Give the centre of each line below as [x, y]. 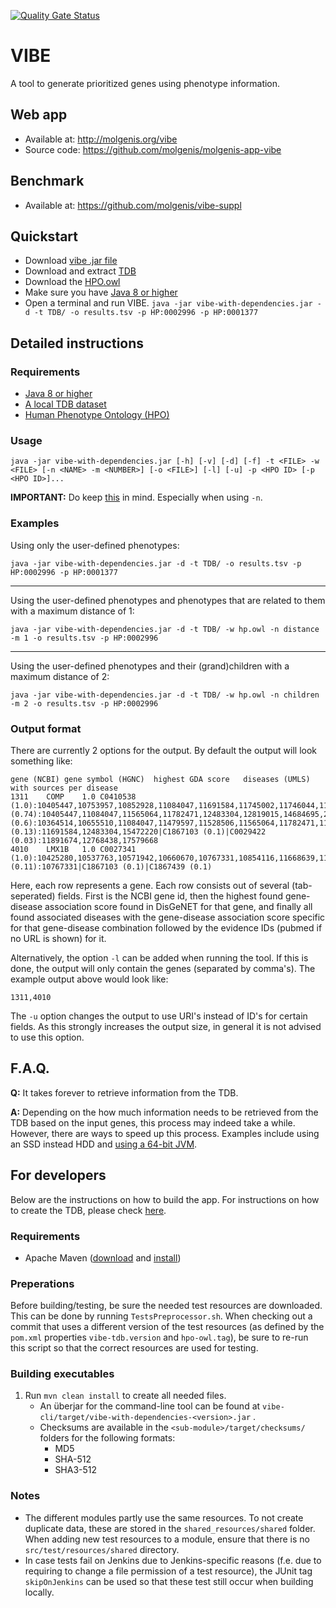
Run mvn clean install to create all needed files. [125, 1396]
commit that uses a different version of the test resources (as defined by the [167, 1327]
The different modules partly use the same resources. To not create [164, 1517]
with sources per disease [64, 788]
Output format [46, 728]
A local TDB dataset [65, 404]
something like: [41, 761]
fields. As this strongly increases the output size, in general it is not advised [166, 1026]
